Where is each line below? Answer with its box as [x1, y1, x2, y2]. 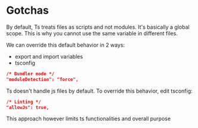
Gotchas [6, 4, 49, 17]
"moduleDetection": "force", [6, 76, 79, 83]
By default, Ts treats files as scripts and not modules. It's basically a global [6, 23, 190, 31]
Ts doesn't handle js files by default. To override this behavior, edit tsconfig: [6, 87, 193, 95]
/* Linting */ [6, 99, 42, 105]
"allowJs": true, [6, 104, 49, 111]
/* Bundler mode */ [6, 71, 55, 77]
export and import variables [14, 53, 83, 60]
